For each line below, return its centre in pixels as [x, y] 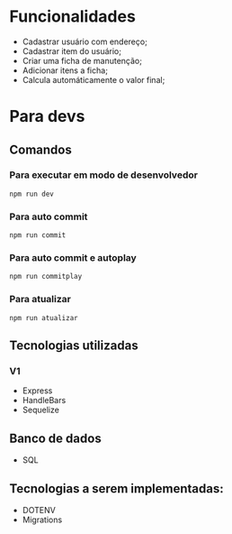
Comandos [40, 149]
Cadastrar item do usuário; [71, 51]
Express [37, 391]
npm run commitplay [46, 277]
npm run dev [31, 194]
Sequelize [41, 410]
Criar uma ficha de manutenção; [82, 60]
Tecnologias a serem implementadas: [117, 488]
